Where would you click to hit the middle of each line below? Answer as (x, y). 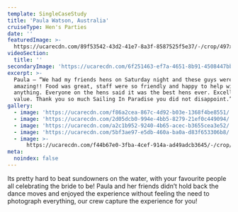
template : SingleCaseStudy (47, 14)
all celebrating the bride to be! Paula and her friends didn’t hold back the (113, 186)
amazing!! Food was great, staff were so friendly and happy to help (118, 86)
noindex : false (36, 159)
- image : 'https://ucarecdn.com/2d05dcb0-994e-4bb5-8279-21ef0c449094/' (123, 119)
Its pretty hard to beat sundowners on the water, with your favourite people (117, 178)
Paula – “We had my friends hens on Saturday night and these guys (115, 79)
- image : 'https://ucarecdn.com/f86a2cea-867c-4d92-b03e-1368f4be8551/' (123, 112)
